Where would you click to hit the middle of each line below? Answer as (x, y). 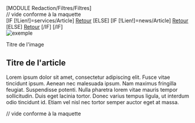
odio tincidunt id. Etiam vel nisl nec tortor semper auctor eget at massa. (93, 102)
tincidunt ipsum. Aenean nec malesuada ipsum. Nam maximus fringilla (91, 83)
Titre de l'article (36, 63)
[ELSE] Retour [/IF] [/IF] (34, 27)
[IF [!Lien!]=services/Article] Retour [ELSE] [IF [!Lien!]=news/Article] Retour (97, 21)
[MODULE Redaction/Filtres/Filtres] (49, 8)
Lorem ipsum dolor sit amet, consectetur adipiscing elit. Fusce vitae (88, 77)
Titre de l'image (25, 44)
